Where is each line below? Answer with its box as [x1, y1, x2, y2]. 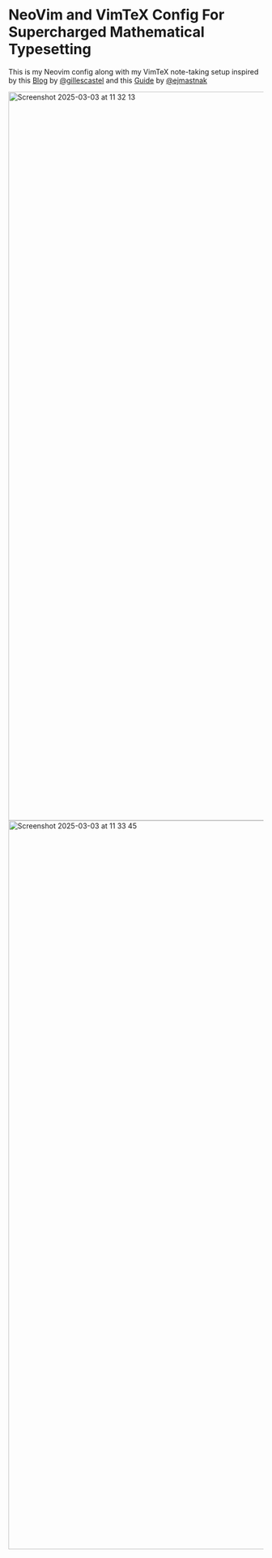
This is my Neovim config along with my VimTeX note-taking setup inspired [8, 66, 259, 76]
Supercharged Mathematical [8, 23, 205, 41]
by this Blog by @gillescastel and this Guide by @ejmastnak [8, 75, 208, 85]
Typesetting [8, 40, 91, 58]
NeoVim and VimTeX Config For [8, 6, 225, 24]
